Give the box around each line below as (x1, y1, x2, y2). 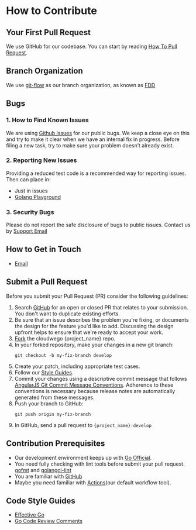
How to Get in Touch (6, 245, 81, 254)
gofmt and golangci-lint (14, 466, 71, 473)
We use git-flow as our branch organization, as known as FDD (6, 81, 156, 88)
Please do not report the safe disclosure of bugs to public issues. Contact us (6, 221, 191, 229)
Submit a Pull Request (6, 277, 88, 287)
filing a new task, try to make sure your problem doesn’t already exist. (6, 142, 174, 149)
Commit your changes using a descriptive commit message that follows (14, 375, 187, 382)
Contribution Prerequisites (6, 439, 105, 449)
